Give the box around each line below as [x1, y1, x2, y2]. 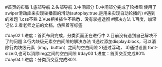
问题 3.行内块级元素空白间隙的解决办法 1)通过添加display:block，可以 [13, 39, 152, 44]
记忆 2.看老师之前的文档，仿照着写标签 [5, 22, 83, 28]
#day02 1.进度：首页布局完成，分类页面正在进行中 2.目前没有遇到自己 [5, 33, 145, 38]
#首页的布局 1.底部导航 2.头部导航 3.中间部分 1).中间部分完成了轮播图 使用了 [5, 4, 157, 10]
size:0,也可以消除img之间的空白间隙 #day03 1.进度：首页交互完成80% [5, 51, 145, 56]
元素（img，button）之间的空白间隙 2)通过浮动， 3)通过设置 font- [26, 45, 158, 50]
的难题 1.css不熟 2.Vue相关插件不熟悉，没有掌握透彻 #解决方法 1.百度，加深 [5, 16, 157, 22]
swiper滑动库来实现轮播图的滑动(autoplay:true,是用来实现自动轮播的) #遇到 [5, 10, 156, 16]
